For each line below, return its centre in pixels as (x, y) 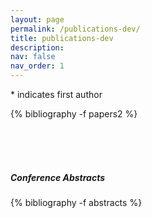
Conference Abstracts (58, 177)
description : (37, 47)
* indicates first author (56, 94)
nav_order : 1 (37, 66)
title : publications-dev (62, 38)
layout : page (37, 19)
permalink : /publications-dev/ (75, 29)
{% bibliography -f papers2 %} (74, 114)
